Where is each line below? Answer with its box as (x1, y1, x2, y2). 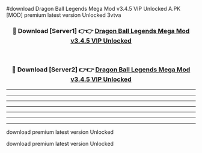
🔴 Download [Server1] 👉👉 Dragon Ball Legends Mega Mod (12, 26, 190, 35)
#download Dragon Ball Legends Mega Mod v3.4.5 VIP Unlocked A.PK (6, 5, 181, 12)
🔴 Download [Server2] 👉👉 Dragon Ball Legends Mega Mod (11, 65, 191, 74)
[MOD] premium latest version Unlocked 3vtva (6, 11, 121, 19)
